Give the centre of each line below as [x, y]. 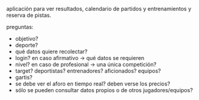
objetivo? [26, 38]
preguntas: [20, 27]
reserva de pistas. [29, 15]
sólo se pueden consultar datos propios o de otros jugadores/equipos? [104, 90]
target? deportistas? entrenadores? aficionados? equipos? [88, 71]
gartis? [24, 77]
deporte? [26, 45]
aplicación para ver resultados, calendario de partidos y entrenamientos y [99, 9]
